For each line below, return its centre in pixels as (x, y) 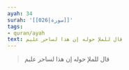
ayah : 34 (20, 14)
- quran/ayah (26, 33)
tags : (15, 26)
